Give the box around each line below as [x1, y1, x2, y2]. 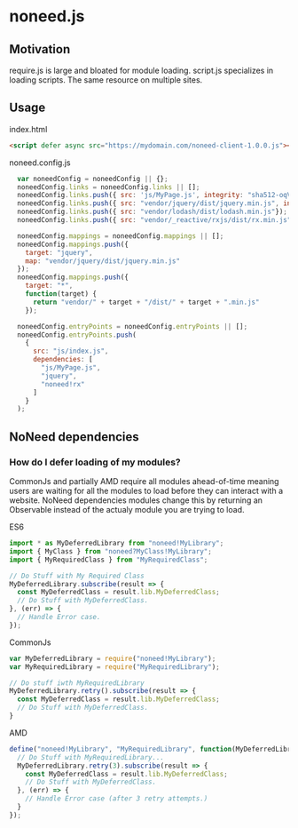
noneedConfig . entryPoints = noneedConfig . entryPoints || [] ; [17, 322, 248, 330]
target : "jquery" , [25, 248, 93, 257]
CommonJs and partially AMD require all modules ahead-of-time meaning [9, 476, 279, 486]
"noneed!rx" [41, 379, 86, 388]
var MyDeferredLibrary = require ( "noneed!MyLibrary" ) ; [9, 654, 216, 663]
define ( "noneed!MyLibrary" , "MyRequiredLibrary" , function [9, 744, 232, 753]
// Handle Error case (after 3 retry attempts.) [25, 794, 208, 803]
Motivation [9, 42, 71, 57]
